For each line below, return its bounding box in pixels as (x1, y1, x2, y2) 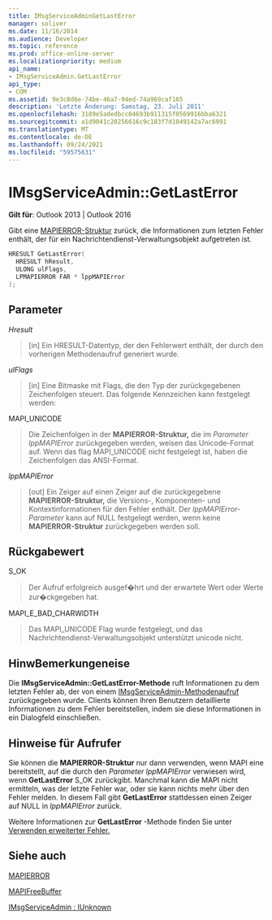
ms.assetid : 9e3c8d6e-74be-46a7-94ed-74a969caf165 (8, 95, 183, 103)
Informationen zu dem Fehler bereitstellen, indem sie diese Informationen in (8, 704, 261, 714)
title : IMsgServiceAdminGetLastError (8, 11, 136, 20)
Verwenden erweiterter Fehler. (8, 825, 110, 835)
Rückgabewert (8, 544, 84, 558)
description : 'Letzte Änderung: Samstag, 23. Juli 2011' (8, 102, 205, 111)
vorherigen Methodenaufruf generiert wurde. (28, 349, 180, 359)
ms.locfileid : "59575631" (8, 148, 96, 156)
